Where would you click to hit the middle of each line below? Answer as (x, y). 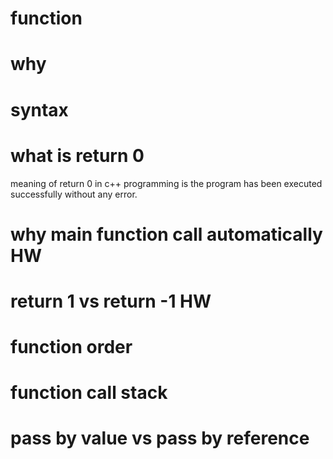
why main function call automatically (166, 234)
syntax (39, 109)
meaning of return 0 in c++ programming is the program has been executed (166, 183)
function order (71, 347)
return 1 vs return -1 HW (111, 301)
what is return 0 (77, 155)
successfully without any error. (74, 194)
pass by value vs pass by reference (160, 438)
